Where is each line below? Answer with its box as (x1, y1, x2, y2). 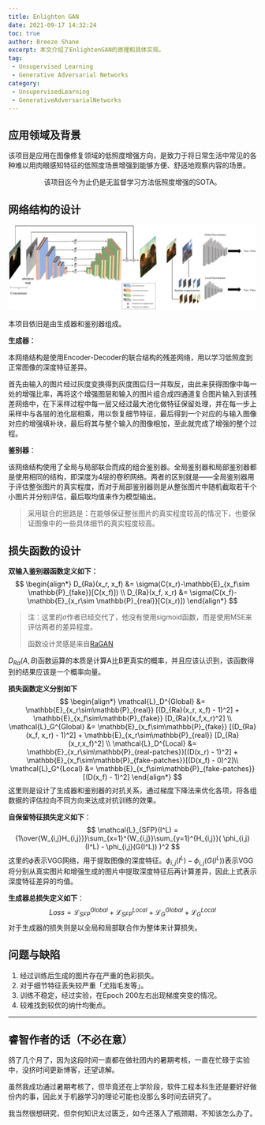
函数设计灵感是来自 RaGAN (27, 639, 114, 649)
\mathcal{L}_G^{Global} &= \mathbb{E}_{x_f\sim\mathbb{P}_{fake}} (8, 721, 228, 731)
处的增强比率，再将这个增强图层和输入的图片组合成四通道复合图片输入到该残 (8, 389, 257, 399)
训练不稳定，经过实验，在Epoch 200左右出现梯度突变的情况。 (19, 990, 222, 999)
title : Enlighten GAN (8, 13, 80, 21)
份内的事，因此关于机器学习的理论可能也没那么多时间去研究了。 (8, 1092, 215, 1101)
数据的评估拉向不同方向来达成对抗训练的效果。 (8, 795, 160, 805)
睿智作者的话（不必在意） (8, 1033, 132, 1046)
